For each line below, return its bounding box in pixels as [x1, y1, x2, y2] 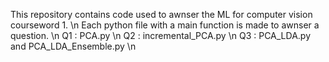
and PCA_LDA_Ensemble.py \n [10, 40, 137, 52]
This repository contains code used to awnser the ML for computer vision [10, 9, 313, 20]
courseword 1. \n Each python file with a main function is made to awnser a [10, 19, 320, 31]
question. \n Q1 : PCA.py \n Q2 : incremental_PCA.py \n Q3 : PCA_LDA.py [10, 30, 311, 41]
